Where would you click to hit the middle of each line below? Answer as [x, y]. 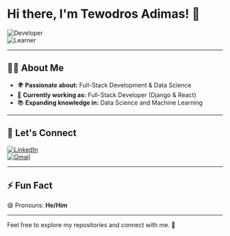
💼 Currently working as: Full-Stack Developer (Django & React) [106, 94]
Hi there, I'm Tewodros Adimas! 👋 [104, 14]
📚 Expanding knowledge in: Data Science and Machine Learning [110, 103]
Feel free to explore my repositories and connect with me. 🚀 [91, 225]
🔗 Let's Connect [42, 133]
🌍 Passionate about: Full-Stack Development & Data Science [104, 85]
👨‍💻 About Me [36, 68]
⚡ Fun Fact [30, 185]
